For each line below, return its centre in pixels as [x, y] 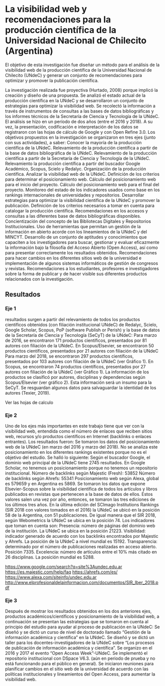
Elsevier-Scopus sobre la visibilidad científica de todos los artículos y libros [81, 489]
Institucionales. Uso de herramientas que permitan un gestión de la [73, 226]
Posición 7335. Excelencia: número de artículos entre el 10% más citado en [81, 552]
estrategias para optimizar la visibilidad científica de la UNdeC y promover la [82, 200]
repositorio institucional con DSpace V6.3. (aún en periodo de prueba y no [80, 658]
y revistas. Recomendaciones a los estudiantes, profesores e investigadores [82, 268]
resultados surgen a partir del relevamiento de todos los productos [73, 319]
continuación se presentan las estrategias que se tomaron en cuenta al [77, 622]
